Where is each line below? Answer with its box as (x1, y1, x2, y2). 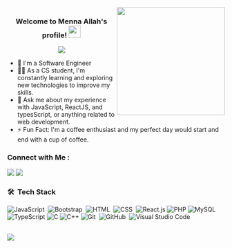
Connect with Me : (7, 153, 70, 162)
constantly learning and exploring (17, 74, 113, 82)
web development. (17, 117, 70, 126)
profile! (41, 30, 68, 40)
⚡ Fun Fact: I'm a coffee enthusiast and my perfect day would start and (17, 126, 220, 134)
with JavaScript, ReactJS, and (17, 103, 103, 111)
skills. (17, 88, 34, 97)
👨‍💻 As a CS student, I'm (17, 66, 86, 75)
